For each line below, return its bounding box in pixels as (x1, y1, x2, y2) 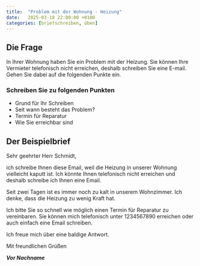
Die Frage (6, 42, 43, 52)
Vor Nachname (6, 254, 45, 262)
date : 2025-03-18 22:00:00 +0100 (6, 14, 95, 20)
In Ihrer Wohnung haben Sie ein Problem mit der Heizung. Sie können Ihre (6, 58, 189, 66)
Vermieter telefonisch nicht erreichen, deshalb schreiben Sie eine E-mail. (6, 64, 187, 72)
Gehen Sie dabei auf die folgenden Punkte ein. (6, 71, 121, 78)
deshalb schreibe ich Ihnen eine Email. (6, 177, 102, 184)
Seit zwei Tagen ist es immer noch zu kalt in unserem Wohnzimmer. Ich (6, 188, 183, 196)
